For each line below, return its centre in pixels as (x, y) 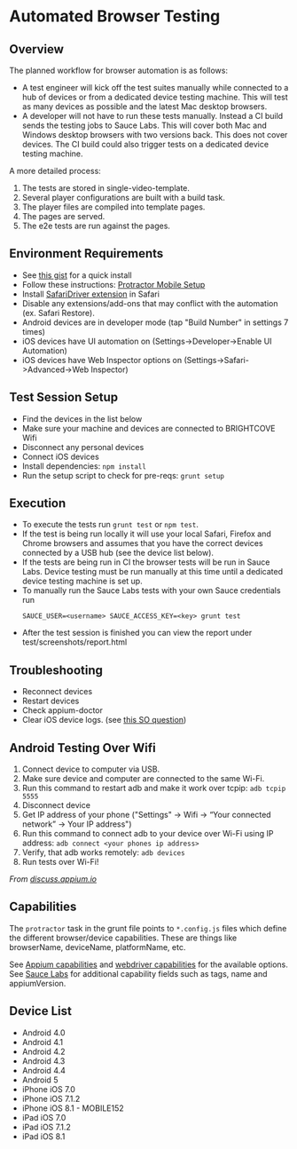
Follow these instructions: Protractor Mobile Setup (113, 284)
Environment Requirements (86, 254)
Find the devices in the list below (82, 418)
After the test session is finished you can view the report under (137, 633)
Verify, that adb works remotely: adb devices (103, 852)
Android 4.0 (43, 1033)
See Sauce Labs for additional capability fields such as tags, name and (138, 973)
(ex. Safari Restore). (58, 313)
